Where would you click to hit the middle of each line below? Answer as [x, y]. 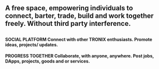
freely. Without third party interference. [68, 24]
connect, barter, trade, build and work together [79, 16]
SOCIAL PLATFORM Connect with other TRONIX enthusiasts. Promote [79, 39]
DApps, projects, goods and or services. [48, 61]
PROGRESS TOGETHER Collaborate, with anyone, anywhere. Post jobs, [79, 56]
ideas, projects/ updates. [32, 45]
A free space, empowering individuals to [69, 8]
